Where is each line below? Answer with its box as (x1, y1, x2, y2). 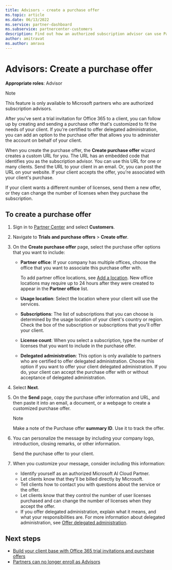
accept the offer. (20, 503, 56, 509)
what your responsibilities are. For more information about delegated (20, 514, 165, 520)
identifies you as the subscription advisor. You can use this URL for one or (5, 158, 161, 164)
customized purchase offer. (12, 405, 71, 411)
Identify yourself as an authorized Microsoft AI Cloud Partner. (20, 470, 150, 477)
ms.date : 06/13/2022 (5, 17, 50, 22)
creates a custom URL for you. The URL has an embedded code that (5, 153, 149, 159)
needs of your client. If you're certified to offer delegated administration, (5, 126, 158, 132)
